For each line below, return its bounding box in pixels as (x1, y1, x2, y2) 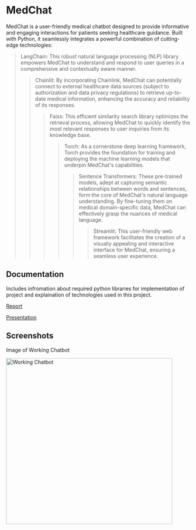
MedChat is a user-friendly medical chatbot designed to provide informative (6, 23, 189, 30)
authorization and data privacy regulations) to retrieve (35, 89, 165, 96)
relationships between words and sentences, (78, 185, 187, 192)
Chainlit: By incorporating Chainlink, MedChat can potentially (35, 77, 182, 84)
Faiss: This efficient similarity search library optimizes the (49, 112, 188, 120)
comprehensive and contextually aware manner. (20, 65, 136, 72)
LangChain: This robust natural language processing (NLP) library (20, 53, 179, 60)
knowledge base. (49, 131, 91, 138)
